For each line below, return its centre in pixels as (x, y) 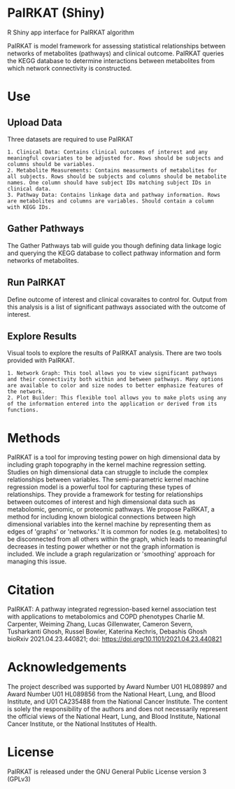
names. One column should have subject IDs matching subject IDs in (109, 183)
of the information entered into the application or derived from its (112, 404)
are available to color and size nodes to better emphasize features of (115, 386)
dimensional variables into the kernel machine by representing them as (109, 524)
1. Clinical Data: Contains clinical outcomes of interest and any (108, 152)
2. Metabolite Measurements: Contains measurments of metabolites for (112, 170)
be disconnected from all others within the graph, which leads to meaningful (117, 539)
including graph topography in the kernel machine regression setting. (107, 465)
